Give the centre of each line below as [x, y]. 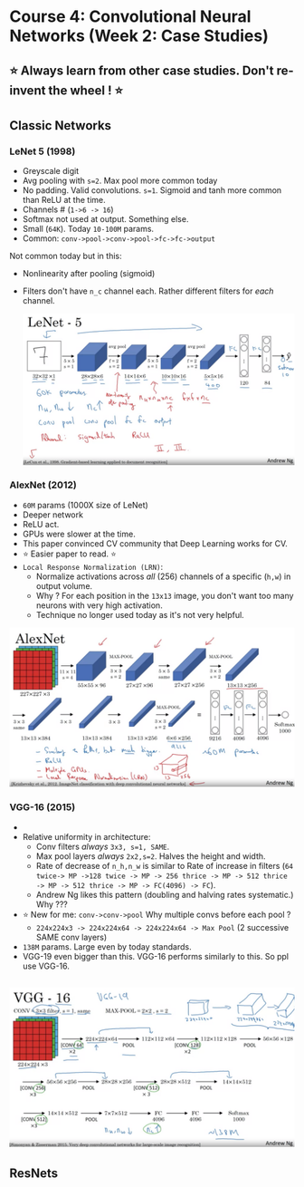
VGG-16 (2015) [43, 807]
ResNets [34, 1173]
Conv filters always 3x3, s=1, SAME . [103, 846]
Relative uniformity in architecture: [86, 836]
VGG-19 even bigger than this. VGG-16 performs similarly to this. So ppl [156, 956]
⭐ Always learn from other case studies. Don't [142, 70]
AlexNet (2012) [43, 485]
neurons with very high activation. [99, 605]
